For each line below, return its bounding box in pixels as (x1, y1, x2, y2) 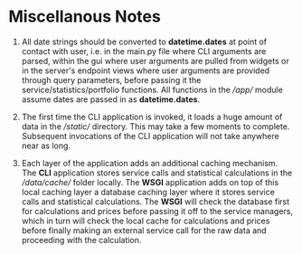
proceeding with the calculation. (21, 234, 142, 245)
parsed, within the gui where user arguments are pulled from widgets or (21, 55, 290, 66)
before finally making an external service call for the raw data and (21, 224, 268, 236)
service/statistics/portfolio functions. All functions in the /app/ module (21, 84, 284, 95)
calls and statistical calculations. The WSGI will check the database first (21, 196, 290, 207)
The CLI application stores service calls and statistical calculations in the (21, 167, 293, 178)
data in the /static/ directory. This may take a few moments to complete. (21, 120, 290, 132)
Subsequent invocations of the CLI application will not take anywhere (21, 130, 279, 141)
